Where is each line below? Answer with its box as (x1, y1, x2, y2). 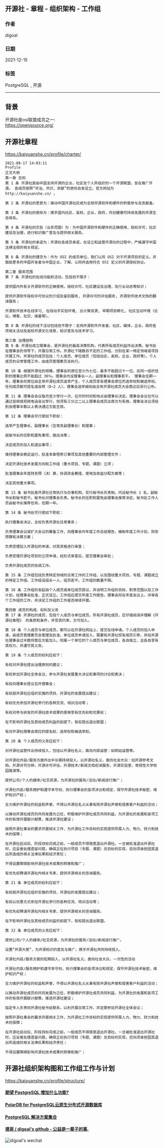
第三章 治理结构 (5, 338, 33, 343)
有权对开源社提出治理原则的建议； (5, 662, 64, 667)
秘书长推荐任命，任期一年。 (12, 501, 60, 506)
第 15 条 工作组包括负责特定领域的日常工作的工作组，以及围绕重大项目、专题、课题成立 (5, 573, 159, 577)
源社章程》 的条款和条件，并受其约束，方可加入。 (5, 618, 92, 623)
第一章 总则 (5, 175, 26, 180)
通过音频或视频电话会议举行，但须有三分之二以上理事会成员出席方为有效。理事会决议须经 (5, 399, 159, 404)
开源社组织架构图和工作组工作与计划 (5, 1064, 115, 1073)
